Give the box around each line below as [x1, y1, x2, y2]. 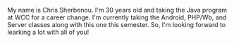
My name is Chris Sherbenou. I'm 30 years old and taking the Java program [7, 6, 228, 14]
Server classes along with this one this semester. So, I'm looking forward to [7, 21, 226, 28]
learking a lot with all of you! [7, 28, 90, 36]
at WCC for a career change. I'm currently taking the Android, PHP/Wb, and [7, 13, 227, 21]
